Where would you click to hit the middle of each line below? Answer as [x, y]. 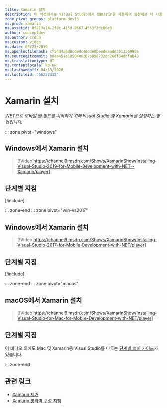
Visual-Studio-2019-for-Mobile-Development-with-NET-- [76, 166]
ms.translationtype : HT [30, 61]
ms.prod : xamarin [23, 24]
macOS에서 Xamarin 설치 [43, 301]
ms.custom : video [23, 42]
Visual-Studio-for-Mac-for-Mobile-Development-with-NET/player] [85, 318]
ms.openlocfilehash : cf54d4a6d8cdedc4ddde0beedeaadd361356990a [72, 51]
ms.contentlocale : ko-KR [31, 65]
